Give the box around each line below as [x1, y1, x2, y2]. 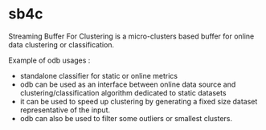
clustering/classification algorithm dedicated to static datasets [19, 87, 227, 97]
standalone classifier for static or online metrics [19, 71, 178, 80]
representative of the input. [19, 105, 111, 115]
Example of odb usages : [8, 55, 91, 65]
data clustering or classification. [8, 39, 115, 49]
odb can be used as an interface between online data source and [19, 79, 236, 89]
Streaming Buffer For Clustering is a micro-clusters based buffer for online [8, 31, 255, 41]
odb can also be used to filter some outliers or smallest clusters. [19, 113, 233, 123]
